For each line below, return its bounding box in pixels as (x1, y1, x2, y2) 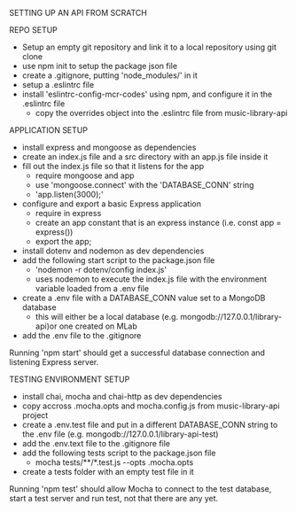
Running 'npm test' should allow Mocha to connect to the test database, (9, 484, 272, 494)
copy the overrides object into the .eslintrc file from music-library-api (35, 108, 288, 118)
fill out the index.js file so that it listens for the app (21, 161, 205, 171)
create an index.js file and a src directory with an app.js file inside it (21, 151, 269, 162)
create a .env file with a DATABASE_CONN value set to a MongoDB (21, 292, 266, 303)
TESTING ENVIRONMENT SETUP (9, 374, 130, 384)
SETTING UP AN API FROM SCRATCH (9, 8, 148, 18)
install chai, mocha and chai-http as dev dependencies (21, 392, 223, 401)
